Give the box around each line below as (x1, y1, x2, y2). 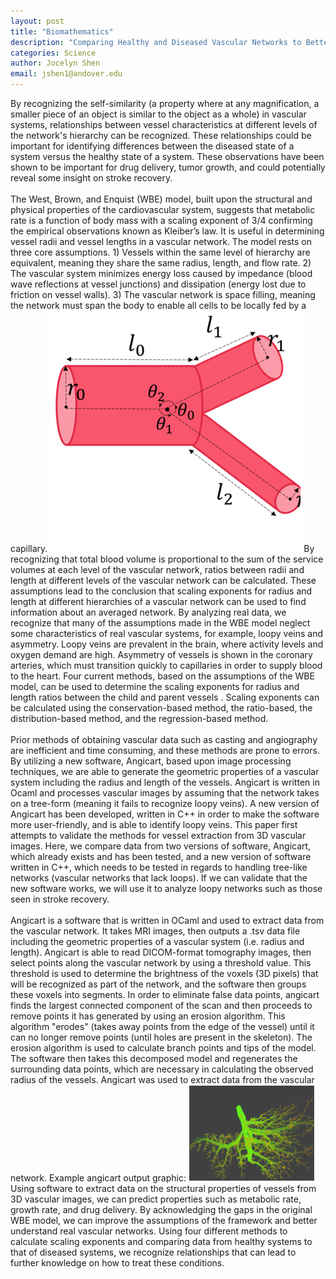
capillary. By (10, 543, 315, 554)
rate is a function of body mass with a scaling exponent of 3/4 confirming (10, 215, 313, 226)
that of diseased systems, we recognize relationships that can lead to (10, 1246, 297, 1258)
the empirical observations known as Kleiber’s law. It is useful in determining (10, 225, 325, 237)
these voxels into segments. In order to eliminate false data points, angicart (10, 989, 320, 1000)
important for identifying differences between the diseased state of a (10, 140, 295, 152)
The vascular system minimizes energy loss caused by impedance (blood (10, 268, 313, 279)
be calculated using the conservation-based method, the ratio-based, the (10, 702, 313, 714)
